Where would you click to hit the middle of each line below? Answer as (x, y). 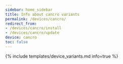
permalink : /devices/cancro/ (36, 19)
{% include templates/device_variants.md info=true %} (62, 56)
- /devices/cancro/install (33, 28)
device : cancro (21, 38)
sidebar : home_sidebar (29, 10)
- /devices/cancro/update (32, 33)
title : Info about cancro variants (42, 14)
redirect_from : (21, 24)
